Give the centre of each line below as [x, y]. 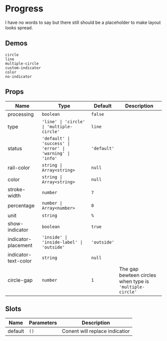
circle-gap [20, 280]
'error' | [53, 148]
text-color [20, 260]
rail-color [19, 168]
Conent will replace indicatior [96, 331]
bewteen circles [138, 275]
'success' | [56, 143]
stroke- [17, 189]
